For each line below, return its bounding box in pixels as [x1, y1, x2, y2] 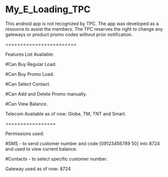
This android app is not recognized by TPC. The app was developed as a [5, 20, 159, 27]
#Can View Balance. [5, 101, 48, 107]
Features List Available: [5, 51, 54, 57]
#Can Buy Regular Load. [5, 61, 57, 67]
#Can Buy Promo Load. [5, 71, 55, 77]
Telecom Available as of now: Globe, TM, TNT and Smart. [5, 110, 127, 117]
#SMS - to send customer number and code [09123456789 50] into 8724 [5, 140, 160, 146]
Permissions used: [5, 130, 45, 137]
